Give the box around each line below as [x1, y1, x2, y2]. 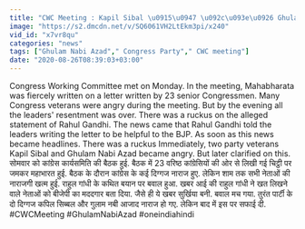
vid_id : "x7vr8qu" [9, 30, 79, 39]
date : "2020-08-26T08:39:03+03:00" [9, 55, 144, 65]
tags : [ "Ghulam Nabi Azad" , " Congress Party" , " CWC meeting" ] [9, 47, 250, 56]
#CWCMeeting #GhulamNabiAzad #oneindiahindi [9, 209, 195, 219]
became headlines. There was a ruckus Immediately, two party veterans [9, 138, 280, 149]
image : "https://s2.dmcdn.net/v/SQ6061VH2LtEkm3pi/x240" [9, 22, 230, 31]
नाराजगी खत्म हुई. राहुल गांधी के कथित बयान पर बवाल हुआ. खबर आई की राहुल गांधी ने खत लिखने [9, 178, 288, 189]
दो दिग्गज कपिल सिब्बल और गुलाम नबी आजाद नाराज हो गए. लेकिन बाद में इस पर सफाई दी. [9, 199, 267, 209]
